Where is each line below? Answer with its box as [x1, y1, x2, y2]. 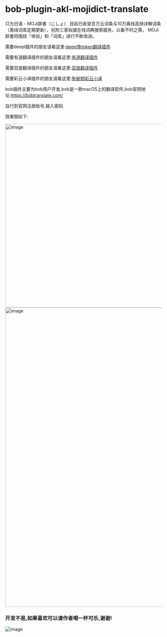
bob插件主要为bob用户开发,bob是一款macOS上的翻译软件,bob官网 [5, 86, 142, 92]
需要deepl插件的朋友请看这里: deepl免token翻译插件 [5, 43, 111, 49]
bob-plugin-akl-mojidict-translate [5, 3, 149, 15]
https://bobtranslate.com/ [10, 92, 64, 98]
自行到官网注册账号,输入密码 [5, 103, 64, 109]
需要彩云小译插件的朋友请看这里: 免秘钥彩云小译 [5, 75, 103, 81]
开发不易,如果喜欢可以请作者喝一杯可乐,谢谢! [5, 615, 112, 622]
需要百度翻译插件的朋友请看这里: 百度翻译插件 [5, 65, 98, 71]
